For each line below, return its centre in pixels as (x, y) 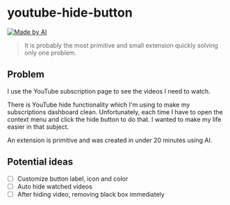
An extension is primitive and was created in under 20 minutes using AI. (110, 140)
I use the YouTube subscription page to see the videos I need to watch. (109, 91)
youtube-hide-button (70, 13)
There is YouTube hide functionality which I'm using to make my (99, 105)
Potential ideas (40, 162)
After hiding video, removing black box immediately (91, 194)
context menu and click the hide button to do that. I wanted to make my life (114, 119)
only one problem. (50, 53)
